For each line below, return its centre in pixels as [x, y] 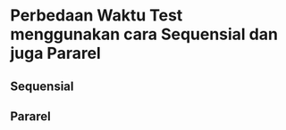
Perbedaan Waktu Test [97, 16]
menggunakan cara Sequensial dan [144, 34]
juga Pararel [55, 53]
